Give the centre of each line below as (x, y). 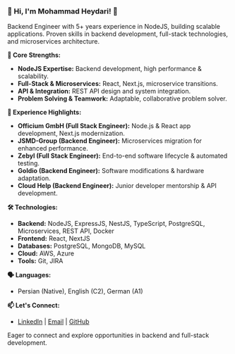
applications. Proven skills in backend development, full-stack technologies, (117, 34)
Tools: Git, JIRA (40, 261)
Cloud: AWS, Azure (46, 253)
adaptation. (34, 178)
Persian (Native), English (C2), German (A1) (80, 291)
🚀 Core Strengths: (34, 55)
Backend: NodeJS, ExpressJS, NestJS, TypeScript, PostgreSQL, (111, 224)
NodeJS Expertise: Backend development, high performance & (110, 69)
